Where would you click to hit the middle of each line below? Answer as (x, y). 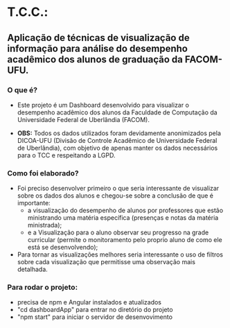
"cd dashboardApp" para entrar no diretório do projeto (95, 310)
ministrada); (45, 225)
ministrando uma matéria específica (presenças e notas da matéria (123, 218)
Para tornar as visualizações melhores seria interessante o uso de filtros (120, 254)
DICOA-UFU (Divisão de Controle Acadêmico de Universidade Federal (117, 140)
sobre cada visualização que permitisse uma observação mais (106, 262)
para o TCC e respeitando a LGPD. (66, 155)
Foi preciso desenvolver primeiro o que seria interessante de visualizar (118, 189)
